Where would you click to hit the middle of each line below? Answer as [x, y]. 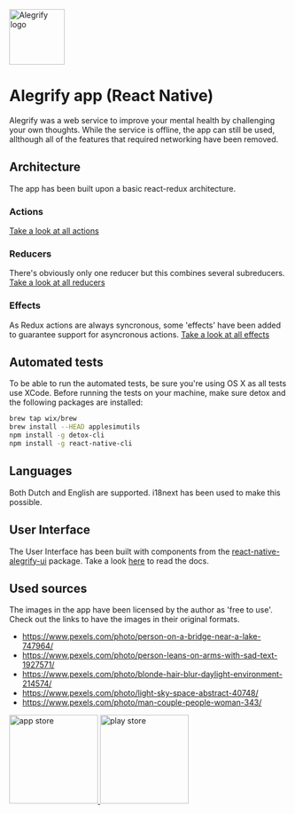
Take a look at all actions [54, 231]
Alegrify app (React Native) [112, 96]
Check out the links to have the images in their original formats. [124, 620]
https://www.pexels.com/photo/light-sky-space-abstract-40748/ [140, 693]
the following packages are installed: [76, 402]
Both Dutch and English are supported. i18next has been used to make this [145, 493]
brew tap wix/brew [43, 419]
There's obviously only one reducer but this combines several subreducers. [147, 273]
